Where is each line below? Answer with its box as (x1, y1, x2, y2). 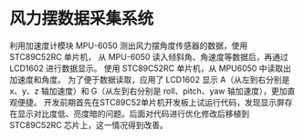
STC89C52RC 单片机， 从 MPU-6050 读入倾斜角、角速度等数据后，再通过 (9, 51, 289, 62)
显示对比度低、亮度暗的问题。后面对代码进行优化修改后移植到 (16, 108, 249, 119)
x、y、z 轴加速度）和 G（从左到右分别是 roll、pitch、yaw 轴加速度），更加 (9, 85, 288, 96)
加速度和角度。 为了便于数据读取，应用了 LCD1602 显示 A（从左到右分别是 (9, 74, 290, 84)
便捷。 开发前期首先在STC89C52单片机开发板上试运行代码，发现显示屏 (16, 96, 286, 107)
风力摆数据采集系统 (9, 8, 154, 29)
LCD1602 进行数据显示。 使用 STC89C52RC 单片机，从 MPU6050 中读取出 (9, 63, 292, 74)
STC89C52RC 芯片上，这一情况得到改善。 (9, 119, 169, 130)
